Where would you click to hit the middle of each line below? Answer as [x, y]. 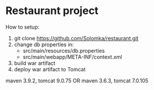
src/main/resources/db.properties [64, 50]
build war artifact [35, 63]
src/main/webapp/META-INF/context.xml [72, 57]
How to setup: [22, 27]
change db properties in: [44, 44]
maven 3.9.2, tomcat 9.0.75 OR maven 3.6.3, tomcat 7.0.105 [77, 81]
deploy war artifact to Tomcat [50, 69]
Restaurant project [52, 11]
